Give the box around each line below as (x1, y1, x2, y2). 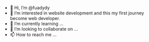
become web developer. (10, 15, 60, 21)
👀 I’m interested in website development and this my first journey (10, 10, 144, 16)
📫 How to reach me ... (10, 31, 57, 37)
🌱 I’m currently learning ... (10, 20, 64, 26)
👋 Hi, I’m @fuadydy (10, 5, 50, 10)
